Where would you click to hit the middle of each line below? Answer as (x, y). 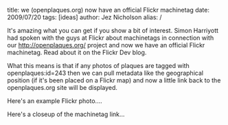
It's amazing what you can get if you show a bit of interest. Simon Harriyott (113, 31)
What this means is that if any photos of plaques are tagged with (99, 66)
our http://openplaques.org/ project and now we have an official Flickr (106, 45)
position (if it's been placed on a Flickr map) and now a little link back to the (114, 80)
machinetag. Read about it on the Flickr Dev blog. (77, 52)
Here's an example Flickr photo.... (55, 101)
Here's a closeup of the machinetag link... (66, 114)
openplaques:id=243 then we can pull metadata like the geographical (105, 73)
